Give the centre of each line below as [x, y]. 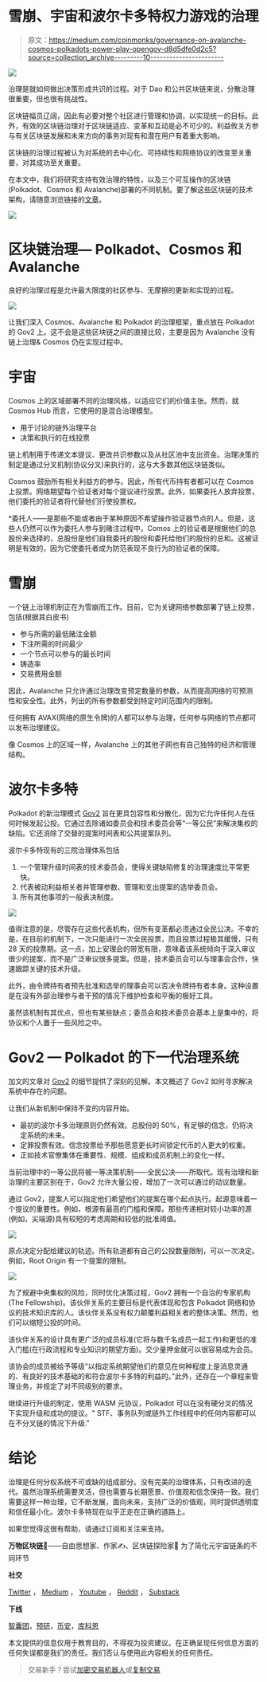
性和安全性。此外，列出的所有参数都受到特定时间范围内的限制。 [112, 700]
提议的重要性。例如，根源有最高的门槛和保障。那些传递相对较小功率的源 [133, 1208]
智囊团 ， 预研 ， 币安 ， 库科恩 [54, 1625]
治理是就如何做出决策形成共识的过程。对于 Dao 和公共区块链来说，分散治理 [132, 88]
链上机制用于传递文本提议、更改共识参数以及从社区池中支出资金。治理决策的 [133, 454]
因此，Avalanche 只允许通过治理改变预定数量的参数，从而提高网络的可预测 [131, 690]
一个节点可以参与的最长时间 [65, 654]
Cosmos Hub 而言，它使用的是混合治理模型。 [83, 411]
